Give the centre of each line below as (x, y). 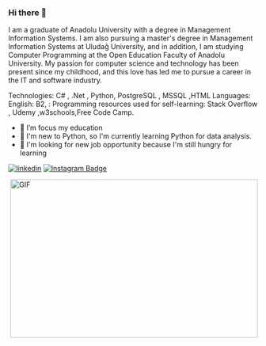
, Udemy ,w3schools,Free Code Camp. (71, 112)
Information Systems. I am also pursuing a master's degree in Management (131, 38)
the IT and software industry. (55, 80)
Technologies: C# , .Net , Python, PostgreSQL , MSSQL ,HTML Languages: (129, 96)
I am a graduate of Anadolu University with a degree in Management (120, 30)
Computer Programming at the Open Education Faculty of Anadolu (117, 55)
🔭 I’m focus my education (61, 128)
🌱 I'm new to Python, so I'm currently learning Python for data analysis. (135, 136)
